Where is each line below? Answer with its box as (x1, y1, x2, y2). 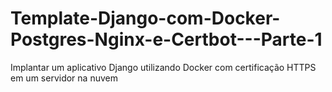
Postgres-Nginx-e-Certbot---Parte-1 (10, 28, 323, 51)
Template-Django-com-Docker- (10, 7, 281, 30)
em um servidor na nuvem (10, 72, 118, 84)
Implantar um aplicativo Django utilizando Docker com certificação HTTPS (10, 61, 317, 73)
